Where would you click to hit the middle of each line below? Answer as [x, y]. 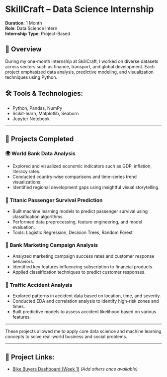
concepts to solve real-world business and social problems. [66, 337]
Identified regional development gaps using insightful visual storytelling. [86, 188]
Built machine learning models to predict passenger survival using [80, 211]
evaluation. [24, 227]
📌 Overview [23, 49]
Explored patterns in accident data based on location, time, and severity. [86, 296]
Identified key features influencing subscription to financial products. [83, 267]
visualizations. [27, 182]
